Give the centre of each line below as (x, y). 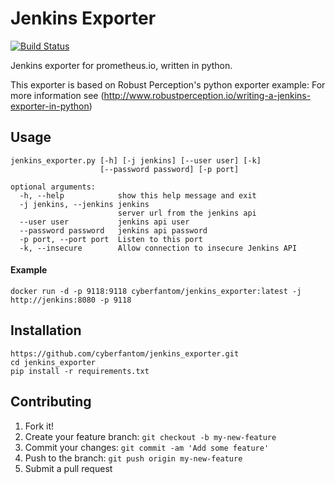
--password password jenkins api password (113, 230)
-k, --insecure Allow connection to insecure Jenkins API (158, 248)
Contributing (51, 402)
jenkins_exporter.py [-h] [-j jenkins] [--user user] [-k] (136, 160)
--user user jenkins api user (104, 222)
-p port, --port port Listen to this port (111, 239)
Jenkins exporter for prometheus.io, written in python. (121, 65)
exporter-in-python (50, 106)
